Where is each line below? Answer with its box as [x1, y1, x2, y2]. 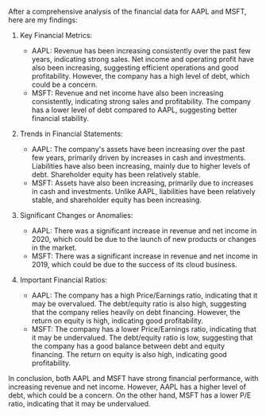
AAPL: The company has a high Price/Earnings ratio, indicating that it [31, 290, 258, 300]
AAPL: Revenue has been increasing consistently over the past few [31, 46, 252, 55]
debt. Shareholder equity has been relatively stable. [31, 170, 201, 179]
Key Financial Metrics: [19, 31, 93, 40]
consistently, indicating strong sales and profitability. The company [31, 97, 252, 106]
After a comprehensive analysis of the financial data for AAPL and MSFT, [8, 7, 247, 16]
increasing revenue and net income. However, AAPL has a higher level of [8, 382, 247, 391]
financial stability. [31, 114, 89, 122]
